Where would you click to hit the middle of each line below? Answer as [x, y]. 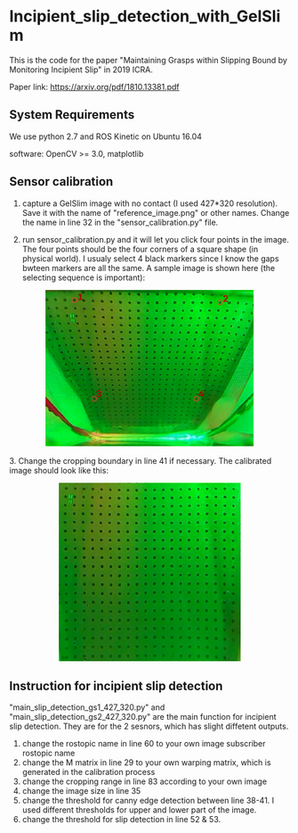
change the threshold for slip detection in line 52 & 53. [121, 820]
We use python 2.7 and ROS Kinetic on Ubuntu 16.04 [106, 136]
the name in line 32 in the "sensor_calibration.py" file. [120, 222]
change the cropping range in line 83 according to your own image [145, 781]
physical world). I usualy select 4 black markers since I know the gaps [150, 258]
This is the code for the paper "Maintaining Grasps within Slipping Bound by [148, 60]
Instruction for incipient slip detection [116, 685]
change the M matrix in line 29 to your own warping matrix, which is [146, 763]
